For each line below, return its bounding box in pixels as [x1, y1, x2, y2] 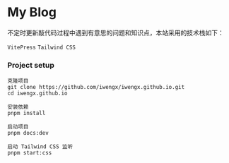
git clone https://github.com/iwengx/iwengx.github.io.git [7, 84, 185, 91]
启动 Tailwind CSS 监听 [7, 143, 73, 150]
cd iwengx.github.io [7, 90, 69, 97]
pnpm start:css [7, 150, 52, 157]
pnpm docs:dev [7, 130, 49, 137]
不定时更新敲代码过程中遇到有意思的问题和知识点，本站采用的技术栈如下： [7, 28, 224, 37]
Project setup [7, 60, 54, 70]
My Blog [7, 4, 57, 20]
